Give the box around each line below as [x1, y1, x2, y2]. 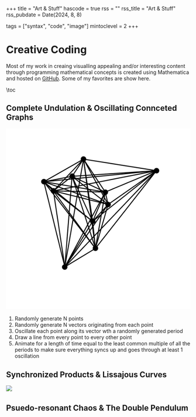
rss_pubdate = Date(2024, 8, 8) [6, 11, 82, 18]
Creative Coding [6, 43, 87, 56]
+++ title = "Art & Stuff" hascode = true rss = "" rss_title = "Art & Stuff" [6, 5, 176, 12]
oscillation [14, 352, 40, 360]
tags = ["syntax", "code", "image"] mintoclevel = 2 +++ [6, 23, 139, 29]
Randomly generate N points [14, 315, 84, 322]
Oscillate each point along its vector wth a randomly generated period [14, 328, 183, 335]
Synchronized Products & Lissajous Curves [6, 369, 167, 379]
